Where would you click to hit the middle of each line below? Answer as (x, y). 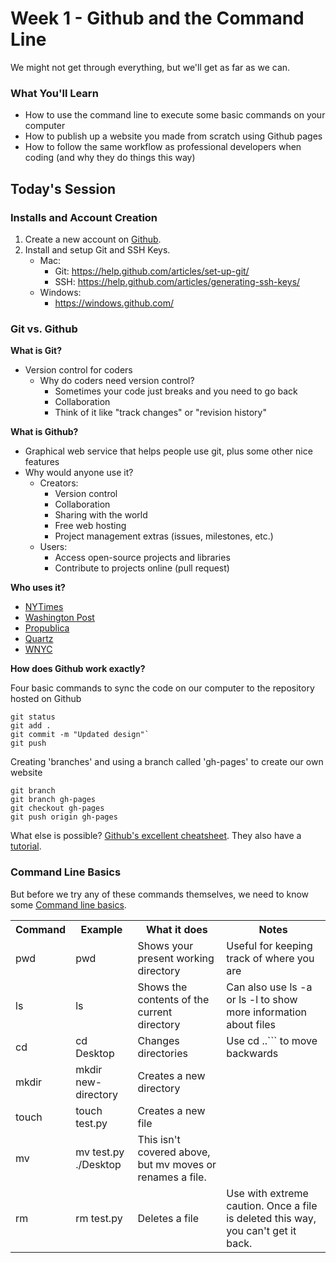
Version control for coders (78, 370)
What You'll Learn (54, 93)
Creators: (59, 483)
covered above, (174, 1152)
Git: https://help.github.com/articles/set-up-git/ (152, 271)
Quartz (39, 639)
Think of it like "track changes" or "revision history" (160, 413)
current (155, 1012)
